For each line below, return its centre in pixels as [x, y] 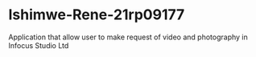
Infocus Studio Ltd [39, 45]
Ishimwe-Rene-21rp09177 [97, 15]
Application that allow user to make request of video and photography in [128, 37]
